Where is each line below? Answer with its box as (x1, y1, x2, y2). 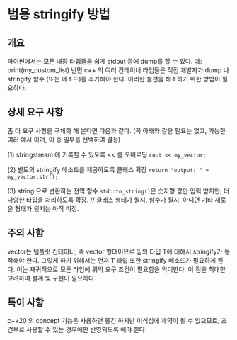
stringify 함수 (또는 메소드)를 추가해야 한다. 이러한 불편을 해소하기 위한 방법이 (7, 75, 221, 83)
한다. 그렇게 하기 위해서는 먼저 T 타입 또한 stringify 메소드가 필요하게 (25, 256, 216, 264)
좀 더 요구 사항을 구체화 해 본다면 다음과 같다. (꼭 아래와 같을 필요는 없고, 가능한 (7, 126, 226, 135)
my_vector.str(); (7, 173, 59, 181)
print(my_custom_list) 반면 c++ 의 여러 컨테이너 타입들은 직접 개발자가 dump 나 (7, 66, 230, 74)
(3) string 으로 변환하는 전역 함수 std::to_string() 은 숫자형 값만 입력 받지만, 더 (7, 186, 230, 195)
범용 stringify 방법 (7, 6, 111, 23)
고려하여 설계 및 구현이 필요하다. (7, 273, 97, 282)
